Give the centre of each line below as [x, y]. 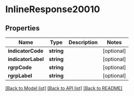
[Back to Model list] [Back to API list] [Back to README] [64, 88]
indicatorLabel [26, 59]
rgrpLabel [20, 76]
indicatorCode [26, 51]
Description [83, 42]
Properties [23, 28]
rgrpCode [20, 67]
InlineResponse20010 [53, 9]
